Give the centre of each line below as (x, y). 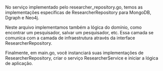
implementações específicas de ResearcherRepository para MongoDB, (78, 12)
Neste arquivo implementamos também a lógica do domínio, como (73, 27)
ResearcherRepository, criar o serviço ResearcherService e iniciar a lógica (82, 58)
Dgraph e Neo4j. (22, 18)
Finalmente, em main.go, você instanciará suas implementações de (74, 53)
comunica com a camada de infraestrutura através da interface (70, 38)
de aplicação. (19, 63)
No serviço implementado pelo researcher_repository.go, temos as (74, 7)
